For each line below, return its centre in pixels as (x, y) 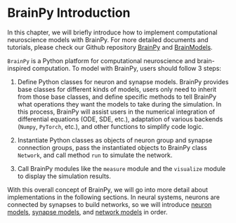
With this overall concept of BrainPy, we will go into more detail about (108, 189)
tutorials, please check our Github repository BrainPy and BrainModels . (110, 47)
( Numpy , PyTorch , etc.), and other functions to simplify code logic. (110, 126)
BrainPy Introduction (69, 13)
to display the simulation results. (64, 176)
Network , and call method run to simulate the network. (95, 155)
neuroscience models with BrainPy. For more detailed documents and (108, 39)
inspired (19, 68)
